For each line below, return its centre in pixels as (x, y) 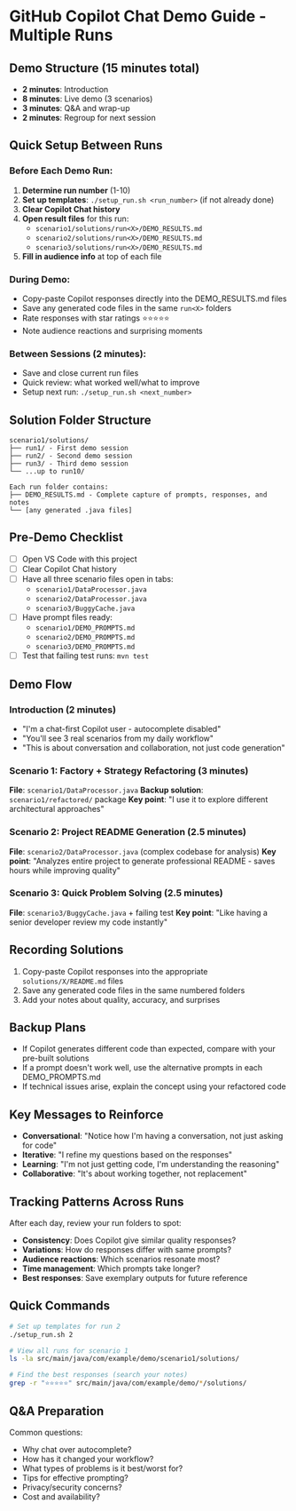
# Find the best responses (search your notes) (99, 1375)
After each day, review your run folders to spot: (95, 1223)
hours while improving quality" (65, 870)
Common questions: (46, 1432)
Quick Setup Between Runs (86, 145)
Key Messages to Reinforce (86, 1114)
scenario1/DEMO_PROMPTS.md (85, 628)
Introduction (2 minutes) (63, 710)
